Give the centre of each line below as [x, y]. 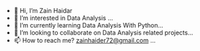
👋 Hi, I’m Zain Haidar [43, 11]
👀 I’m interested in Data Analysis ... [63, 18]
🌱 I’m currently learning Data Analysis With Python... [89, 25]
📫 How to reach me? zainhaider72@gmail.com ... [85, 40]
